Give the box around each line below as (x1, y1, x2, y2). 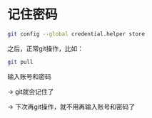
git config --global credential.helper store (7, 30, 145, 38)
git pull (7, 58, 34, 65)
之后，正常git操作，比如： (7, 44, 84, 53)
